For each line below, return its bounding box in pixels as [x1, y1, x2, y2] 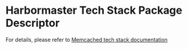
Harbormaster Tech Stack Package [5, 4, 183, 17]
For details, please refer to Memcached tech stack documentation [5, 36, 168, 43]
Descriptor [5, 16, 60, 30]
